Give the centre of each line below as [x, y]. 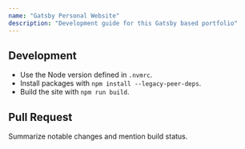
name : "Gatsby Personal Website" [64, 16]
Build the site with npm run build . [74, 92]
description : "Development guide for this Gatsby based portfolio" [123, 23]
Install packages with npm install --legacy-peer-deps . [110, 83]
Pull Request [40, 117]
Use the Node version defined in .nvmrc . [86, 75]
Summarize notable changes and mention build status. [98, 136]
